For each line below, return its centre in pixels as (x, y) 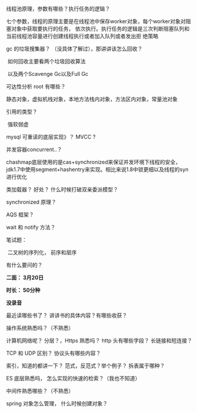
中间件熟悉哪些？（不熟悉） (40, 391)
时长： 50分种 (23, 290)
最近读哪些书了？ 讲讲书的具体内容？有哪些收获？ (67, 315)
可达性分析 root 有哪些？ (36, 87)
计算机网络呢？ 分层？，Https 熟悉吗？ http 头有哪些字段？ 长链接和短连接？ (99, 340)
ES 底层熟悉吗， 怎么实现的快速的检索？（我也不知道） (73, 378)
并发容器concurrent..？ (34, 149)
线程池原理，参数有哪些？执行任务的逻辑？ (58, 9)
